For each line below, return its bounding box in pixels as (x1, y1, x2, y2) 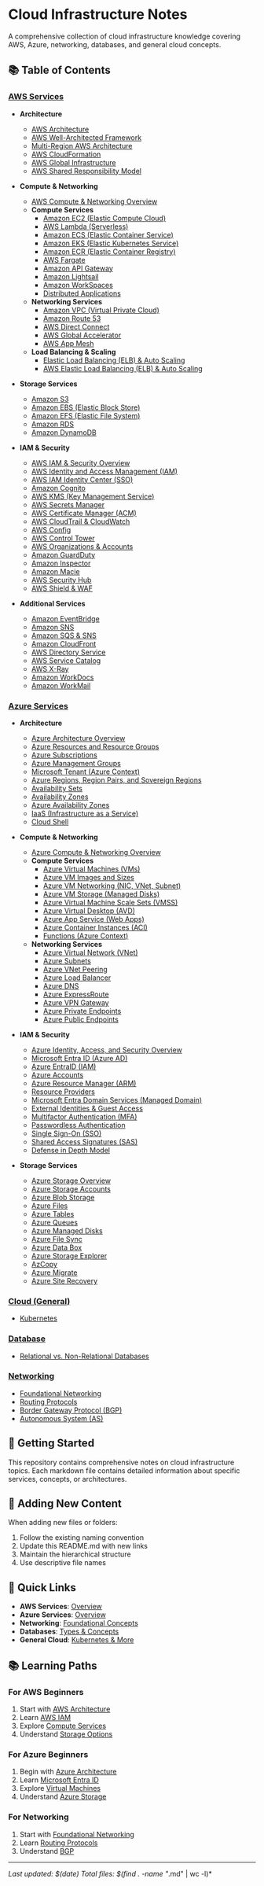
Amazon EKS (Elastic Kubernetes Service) (42, 238, 179, 248)
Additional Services (19, 599, 86, 608)
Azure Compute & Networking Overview (31, 847, 161, 856)
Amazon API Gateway (42, 263, 114, 273)
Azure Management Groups (31, 758, 122, 768)
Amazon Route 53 (42, 313, 101, 323)
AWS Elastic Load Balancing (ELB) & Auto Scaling (42, 363, 203, 373)
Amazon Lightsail (42, 271, 99, 281)
